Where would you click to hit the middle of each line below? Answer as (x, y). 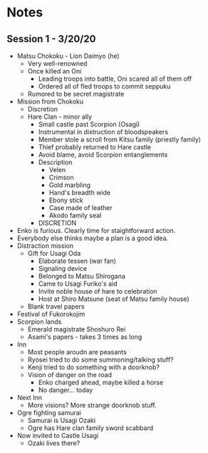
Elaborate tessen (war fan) (77, 261)
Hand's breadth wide (80, 193)
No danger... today (66, 390)
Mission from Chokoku (50, 101)
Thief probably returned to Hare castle (94, 147)
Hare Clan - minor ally (60, 116)
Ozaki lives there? (54, 443)
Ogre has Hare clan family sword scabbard (90, 428)
